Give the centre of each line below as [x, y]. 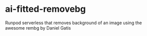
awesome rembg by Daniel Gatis [38, 28]
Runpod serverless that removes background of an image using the [73, 23]
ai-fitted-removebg [46, 9]
